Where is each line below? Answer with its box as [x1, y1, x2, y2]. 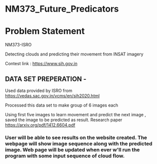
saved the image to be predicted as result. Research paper [5, 117, 122, 123]
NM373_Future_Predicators [5, 3, 119, 15]
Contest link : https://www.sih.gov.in [5, 61, 78, 67]
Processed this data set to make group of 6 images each [5, 102, 118, 108]
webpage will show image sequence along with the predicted [5, 140, 153, 147]
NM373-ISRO [5, 42, 32, 48]
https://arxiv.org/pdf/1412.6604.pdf [5, 122, 75, 128]
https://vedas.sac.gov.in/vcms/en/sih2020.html [5, 92, 100, 98]
